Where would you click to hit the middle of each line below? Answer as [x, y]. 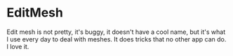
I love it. [18, 46]
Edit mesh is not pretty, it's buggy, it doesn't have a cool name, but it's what [116, 32]
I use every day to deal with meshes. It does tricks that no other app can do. [116, 39]
